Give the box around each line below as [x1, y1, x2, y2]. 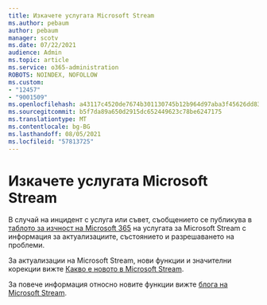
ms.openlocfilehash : [8, 100, 77, 108]
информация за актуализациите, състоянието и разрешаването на [8, 232, 234, 241]
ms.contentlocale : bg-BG [8, 123, 91, 131]
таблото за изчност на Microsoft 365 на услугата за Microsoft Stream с [8, 224, 246, 233]
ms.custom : [8, 78, 44, 86]
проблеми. [8, 240, 45, 250]
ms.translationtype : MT [8, 115, 87, 123]
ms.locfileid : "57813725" [8, 137, 94, 146]
